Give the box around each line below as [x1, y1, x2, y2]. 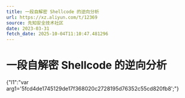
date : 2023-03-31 [6, 25, 50, 32]
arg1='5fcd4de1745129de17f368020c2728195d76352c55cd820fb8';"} [6, 85, 180, 93]
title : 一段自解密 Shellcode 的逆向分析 [6, 8, 99, 15]
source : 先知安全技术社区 [6, 20, 64, 26]
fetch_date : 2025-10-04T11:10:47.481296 [6, 31, 109, 37]
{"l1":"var [6, 79, 29, 86]
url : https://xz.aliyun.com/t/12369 [6, 14, 98, 20]
